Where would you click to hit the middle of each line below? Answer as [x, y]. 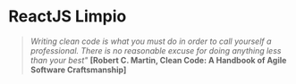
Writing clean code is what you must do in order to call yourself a [151, 41]
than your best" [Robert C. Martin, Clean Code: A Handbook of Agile [158, 60]
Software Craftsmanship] [78, 70]
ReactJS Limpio [68, 17]
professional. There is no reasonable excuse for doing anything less [156, 50]
